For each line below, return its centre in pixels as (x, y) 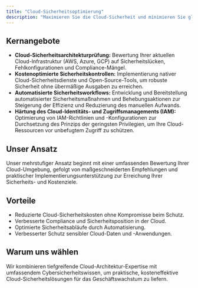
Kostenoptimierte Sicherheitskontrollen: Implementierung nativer (95, 74)
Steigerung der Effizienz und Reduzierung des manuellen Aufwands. (98, 105)
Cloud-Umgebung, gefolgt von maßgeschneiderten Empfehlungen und (92, 169)
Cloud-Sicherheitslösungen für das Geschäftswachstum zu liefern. (87, 279)
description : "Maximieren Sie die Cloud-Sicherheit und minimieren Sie (96, 17)
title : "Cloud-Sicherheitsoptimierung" (55, 12)
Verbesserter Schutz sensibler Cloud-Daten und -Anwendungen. (93, 233)
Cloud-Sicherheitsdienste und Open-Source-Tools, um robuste (91, 80)
